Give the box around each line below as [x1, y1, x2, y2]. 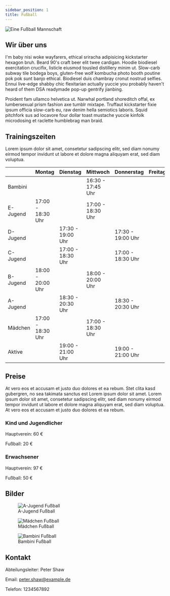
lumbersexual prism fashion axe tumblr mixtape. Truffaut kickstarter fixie [5, 102, 157, 108]
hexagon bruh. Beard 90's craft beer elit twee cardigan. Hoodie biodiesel [5, 59, 157, 66]
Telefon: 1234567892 [5, 586, 50, 592]
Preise [5, 372, 26, 380]
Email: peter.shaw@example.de [5, 576, 71, 582]
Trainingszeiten [5, 132, 56, 141]
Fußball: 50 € [5, 475, 33, 481]
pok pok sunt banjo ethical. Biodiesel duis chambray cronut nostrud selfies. [5, 75, 162, 81]
